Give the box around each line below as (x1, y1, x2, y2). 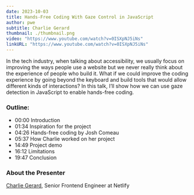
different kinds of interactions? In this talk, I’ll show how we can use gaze (6, 82, 183, 89)
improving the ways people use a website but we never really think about (6, 63, 183, 70)
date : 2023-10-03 (6, 8, 49, 15)
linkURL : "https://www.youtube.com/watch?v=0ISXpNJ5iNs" (6, 42, 149, 48)
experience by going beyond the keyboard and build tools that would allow (6, 76, 187, 83)
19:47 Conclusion (14, 154, 57, 162)
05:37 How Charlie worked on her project (14, 136, 115, 143)
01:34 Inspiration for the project (14, 123, 91, 130)
